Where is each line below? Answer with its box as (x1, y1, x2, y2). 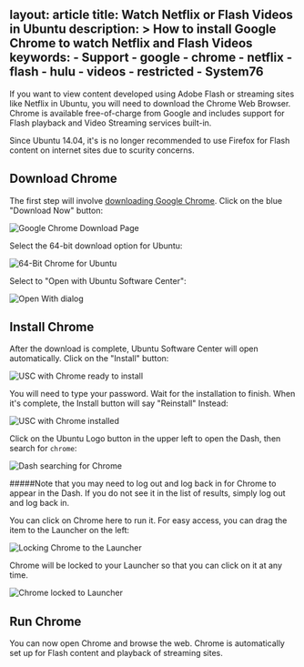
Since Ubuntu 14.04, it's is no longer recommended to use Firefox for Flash (9, 135, 290, 146)
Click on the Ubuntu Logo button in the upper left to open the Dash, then (9, 433, 281, 444)
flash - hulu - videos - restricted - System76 (9, 64, 264, 80)
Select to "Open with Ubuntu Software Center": (9, 275, 187, 286)
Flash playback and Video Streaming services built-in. (9, 117, 212, 128)
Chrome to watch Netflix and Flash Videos (9, 35, 253, 51)
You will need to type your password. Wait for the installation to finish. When (9, 389, 296, 399)
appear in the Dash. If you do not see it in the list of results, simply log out (9, 488, 286, 499)
